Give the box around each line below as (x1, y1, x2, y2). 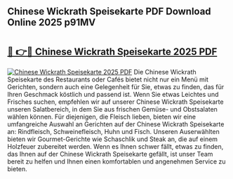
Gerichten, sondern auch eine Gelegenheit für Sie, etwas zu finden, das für (7, 83, 225, 91)
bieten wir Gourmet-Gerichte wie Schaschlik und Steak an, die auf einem (7, 135, 218, 143)
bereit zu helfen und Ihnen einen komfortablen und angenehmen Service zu (7, 157, 226, 166)
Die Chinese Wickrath (133, 68, 197, 76)
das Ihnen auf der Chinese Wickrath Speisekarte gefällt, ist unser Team (7, 150, 213, 158)
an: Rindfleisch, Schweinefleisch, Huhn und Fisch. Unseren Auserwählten (7, 128, 220, 135)
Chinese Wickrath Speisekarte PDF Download (7, 6, 212, 18)
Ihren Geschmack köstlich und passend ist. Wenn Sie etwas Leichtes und (7, 91, 219, 98)
